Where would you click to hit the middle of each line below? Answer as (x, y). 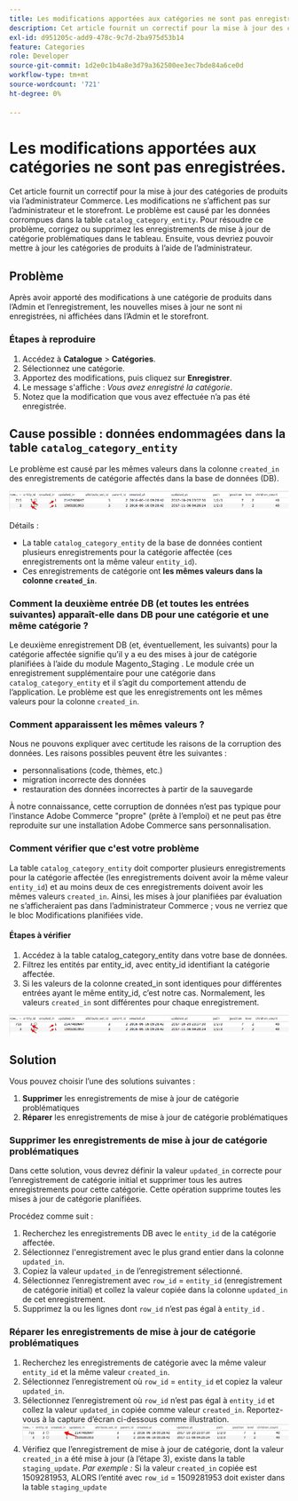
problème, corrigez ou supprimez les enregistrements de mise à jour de (140, 229)
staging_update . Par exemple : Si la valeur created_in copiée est (139, 1468)
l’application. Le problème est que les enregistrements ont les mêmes (136, 692)
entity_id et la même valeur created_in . (96, 1371)
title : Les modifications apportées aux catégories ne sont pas (130, 19)
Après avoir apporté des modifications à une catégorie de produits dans (141, 298)
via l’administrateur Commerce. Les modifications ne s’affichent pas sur (140, 201)
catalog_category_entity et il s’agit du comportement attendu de (128, 683)
